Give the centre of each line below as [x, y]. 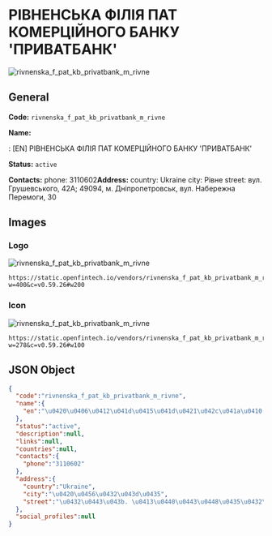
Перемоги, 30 [32, 197]
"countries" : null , [47, 449]
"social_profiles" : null [55, 517]
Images [28, 223]
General [29, 98]
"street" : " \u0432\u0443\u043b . [76, 502]
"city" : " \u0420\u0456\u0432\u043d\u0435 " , [96, 494]
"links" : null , [39, 441]
